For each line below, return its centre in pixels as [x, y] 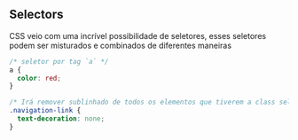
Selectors [36, 15]
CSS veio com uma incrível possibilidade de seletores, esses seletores [138, 35]
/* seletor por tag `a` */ [59, 61]
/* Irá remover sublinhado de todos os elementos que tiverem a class [142, 102]
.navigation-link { [45, 111]
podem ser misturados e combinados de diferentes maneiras [121, 45]
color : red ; [39, 78]
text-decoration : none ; [61, 119]
